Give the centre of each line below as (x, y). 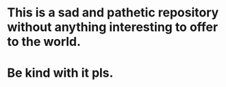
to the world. (44, 42)
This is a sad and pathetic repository (113, 13)
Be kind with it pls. (60, 73)
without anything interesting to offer (113, 27)
